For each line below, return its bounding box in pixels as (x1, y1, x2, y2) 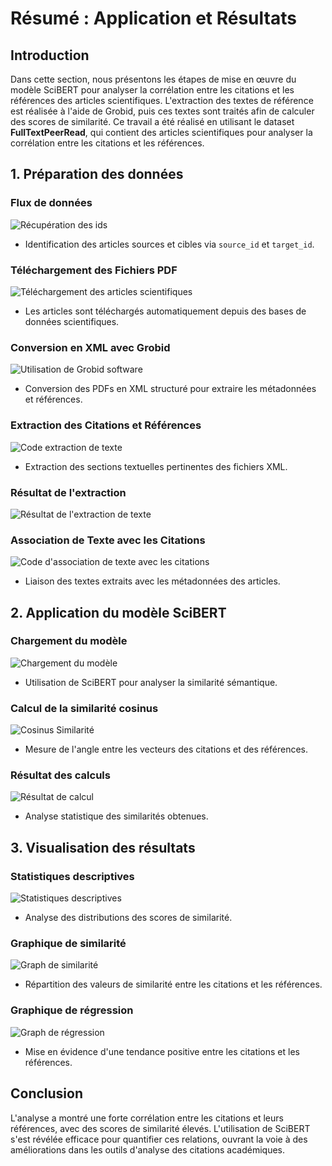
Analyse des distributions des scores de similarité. (24, 912, 233, 924)
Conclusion (10, 1085, 84, 1102)
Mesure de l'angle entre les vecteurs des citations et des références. (24, 743, 309, 756)
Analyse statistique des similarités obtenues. (24, 810, 209, 822)
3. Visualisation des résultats (10, 839, 196, 856)
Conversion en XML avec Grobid (10, 340, 171, 354)
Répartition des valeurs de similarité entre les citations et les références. (24, 978, 323, 991)
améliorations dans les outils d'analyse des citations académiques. (10, 1143, 286, 1156)
